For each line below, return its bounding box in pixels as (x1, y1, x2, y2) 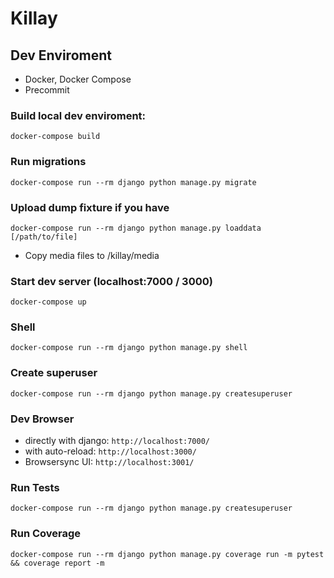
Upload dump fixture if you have (10, 200, 170, 214)
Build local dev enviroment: (10, 108, 147, 122)
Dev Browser (10, 412, 75, 426)
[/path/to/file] (10, 232, 78, 242)
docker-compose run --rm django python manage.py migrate (10, 177, 257, 187)
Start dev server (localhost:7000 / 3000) (10, 274, 213, 288)
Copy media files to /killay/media (24, 249, 160, 261)
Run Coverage (10, 527, 82, 541)
